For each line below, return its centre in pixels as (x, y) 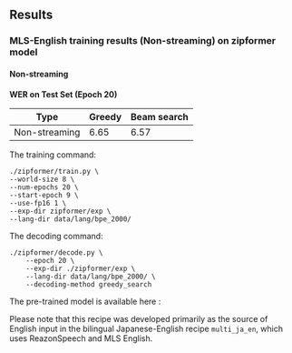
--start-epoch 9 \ (44, 195)
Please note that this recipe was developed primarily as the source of (139, 318)
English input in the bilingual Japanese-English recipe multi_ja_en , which (146, 328)
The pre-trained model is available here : (85, 301)
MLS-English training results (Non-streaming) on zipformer (143, 41)
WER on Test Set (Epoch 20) (63, 94)
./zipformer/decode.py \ (56, 252)
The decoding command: (56, 236)
